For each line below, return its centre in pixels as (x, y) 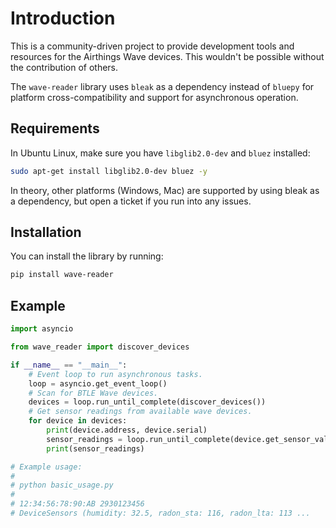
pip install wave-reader (62, 275)
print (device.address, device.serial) (127, 430)
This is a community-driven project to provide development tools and (152, 46)
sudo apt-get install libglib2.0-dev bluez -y (109, 171)
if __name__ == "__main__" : (69, 365)
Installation (46, 232)
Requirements (55, 128)
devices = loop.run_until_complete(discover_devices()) (147, 402)
